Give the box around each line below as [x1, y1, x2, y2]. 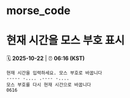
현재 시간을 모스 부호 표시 [6, 34, 125, 48]
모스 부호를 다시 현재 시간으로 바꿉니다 [6, 82, 92, 88]
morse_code [6, 4, 71, 18]
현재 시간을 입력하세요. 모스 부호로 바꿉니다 [6, 70, 103, 77]
